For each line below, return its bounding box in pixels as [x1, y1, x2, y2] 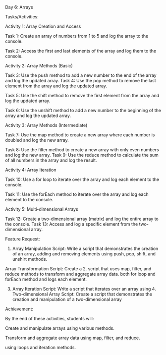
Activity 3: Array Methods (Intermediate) [5, 122, 88, 128]
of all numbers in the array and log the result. [5, 157, 97, 163]
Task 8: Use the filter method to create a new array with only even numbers [5, 147, 160, 153]
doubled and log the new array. [5, 137, 69, 143]
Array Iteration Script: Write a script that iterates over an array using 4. [12, 286, 156, 292]
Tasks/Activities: [5, 14, 39, 19]
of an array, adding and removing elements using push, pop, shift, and [12, 251, 156, 257]
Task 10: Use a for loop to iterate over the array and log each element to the [5, 177, 160, 182]
